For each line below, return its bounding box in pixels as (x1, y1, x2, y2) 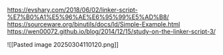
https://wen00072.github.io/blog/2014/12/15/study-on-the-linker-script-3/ (7, 27, 216, 35)
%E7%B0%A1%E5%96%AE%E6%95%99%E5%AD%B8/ (7, 13, 169, 21)
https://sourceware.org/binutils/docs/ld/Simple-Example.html (7, 20, 180, 28)
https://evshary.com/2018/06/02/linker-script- (7, 6, 139, 14)
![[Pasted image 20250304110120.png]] (7, 41, 119, 48)
